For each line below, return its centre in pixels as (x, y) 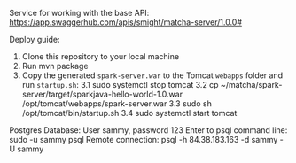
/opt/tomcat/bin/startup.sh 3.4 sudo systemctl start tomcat (129, 113)
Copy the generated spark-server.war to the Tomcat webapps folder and (152, 75)
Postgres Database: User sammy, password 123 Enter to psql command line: (148, 130)
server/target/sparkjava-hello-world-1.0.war (102, 94)
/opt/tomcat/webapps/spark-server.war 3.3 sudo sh (117, 104)
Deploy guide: (35, 39)
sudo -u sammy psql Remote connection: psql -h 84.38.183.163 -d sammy (144, 140)
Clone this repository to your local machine (101, 56)
